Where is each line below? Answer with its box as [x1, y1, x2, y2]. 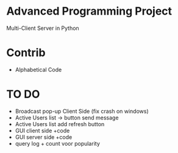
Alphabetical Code [15, 66, 62, 73]
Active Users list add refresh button [15, 120, 105, 127]
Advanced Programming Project [6, 4, 173, 18]
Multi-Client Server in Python [6, 24, 79, 32]
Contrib [6, 46, 46, 60]
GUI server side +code [15, 133, 73, 141]
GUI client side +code [15, 127, 70, 134]
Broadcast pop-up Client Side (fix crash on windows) [15, 107, 149, 115]
